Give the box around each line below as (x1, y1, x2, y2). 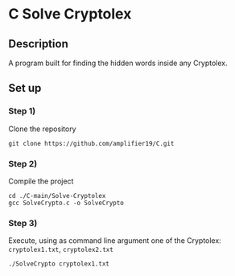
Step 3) (8, 217, 38, 229)
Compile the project (8, 176, 74, 186)
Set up (8, 81, 42, 95)
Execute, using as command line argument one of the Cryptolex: (8, 236, 221, 245)
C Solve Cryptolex (8, 5, 132, 23)
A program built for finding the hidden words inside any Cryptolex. (8, 58, 228, 68)
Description (8, 37, 68, 51)
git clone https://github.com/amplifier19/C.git (8, 139, 175, 147)
